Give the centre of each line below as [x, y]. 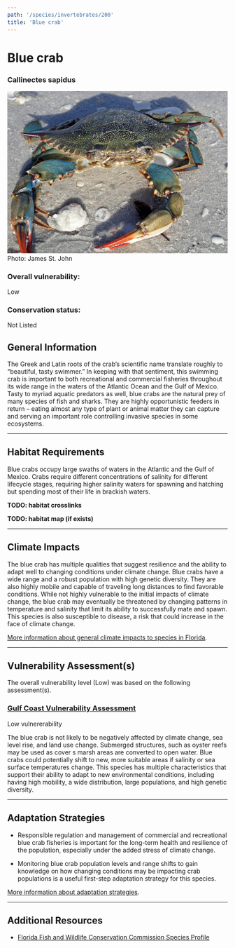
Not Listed [22, 325]
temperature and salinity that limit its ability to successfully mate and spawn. [117, 609]
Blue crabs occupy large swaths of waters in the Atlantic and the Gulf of [111, 469]
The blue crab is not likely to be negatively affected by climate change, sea [115, 737]
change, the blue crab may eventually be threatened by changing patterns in [117, 601]
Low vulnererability [35, 724]
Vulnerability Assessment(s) [71, 666]
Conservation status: [44, 310]
